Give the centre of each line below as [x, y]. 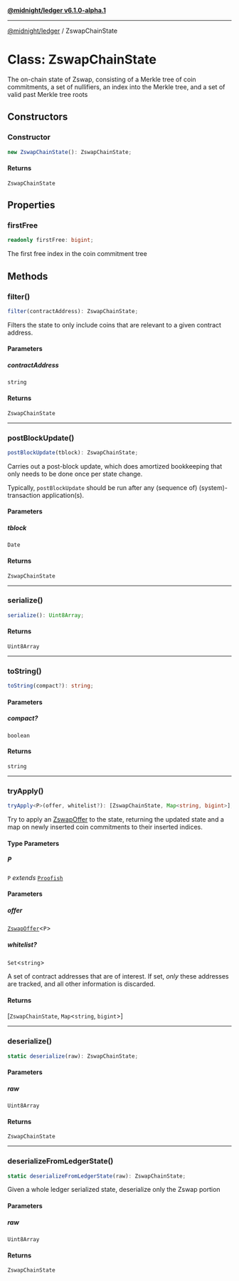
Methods [28, 276]
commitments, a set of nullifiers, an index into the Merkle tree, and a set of [116, 87]
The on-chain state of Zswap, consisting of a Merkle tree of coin [102, 79]
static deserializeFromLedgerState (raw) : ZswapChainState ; [97, 1176]
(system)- [213, 487]
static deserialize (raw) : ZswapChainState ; [73, 1056]
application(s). [63, 495]
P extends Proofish [35, 877]
